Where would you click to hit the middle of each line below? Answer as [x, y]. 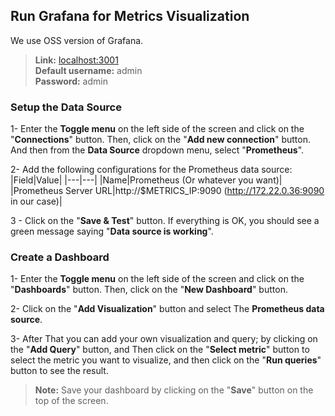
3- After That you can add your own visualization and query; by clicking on [164, 339]
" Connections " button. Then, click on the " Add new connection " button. [160, 140]
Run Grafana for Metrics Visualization [130, 16]
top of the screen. [71, 401]
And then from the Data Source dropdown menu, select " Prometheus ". [157, 150]
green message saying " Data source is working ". [112, 231]
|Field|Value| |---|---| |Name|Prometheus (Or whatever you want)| [146, 180]
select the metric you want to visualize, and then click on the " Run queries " [166, 360]
